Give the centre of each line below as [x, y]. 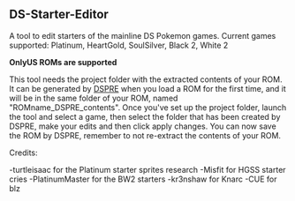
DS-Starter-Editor [59, 15]
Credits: [23, 153]
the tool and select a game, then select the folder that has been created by [145, 116]
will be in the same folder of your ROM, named [94, 98]
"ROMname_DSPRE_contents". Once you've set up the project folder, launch [148, 107]
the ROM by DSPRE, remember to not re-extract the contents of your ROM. [145, 135]
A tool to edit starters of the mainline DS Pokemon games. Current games [143, 35]
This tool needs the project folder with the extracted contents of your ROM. [146, 79]
